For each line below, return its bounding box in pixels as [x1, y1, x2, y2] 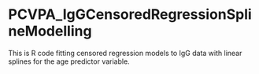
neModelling [8, 22, 92, 40]
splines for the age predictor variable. [8, 57, 130, 66]
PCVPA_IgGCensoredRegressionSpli [8, 6, 252, 24]
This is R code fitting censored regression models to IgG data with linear [8, 48, 242, 57]
